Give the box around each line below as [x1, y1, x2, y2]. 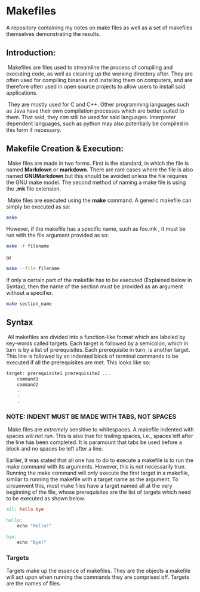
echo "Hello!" [17, 523, 52, 529]
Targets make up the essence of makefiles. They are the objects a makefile [6, 567, 191, 575]
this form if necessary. [6, 126, 61, 133]
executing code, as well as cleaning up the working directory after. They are [6, 70, 193, 77]
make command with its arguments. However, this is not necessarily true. [6, 463, 186, 470]
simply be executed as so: [6, 203, 70, 210]
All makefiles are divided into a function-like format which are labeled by [7, 333, 186, 340]
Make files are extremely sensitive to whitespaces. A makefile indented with [7, 426, 194, 433]
